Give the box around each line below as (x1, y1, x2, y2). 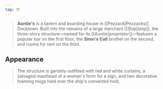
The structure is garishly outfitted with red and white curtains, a (17, 68, 145, 74)
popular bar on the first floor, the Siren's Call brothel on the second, (17, 36, 155, 42)
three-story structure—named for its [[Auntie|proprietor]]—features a (17, 31, 157, 36)
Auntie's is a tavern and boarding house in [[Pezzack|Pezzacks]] (17, 20, 149, 26)
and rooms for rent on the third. (17, 41, 81, 47)
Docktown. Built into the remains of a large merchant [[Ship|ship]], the (17, 25, 159, 32)
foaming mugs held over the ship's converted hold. (17, 78, 120, 84)
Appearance (5, 55, 44, 64)
